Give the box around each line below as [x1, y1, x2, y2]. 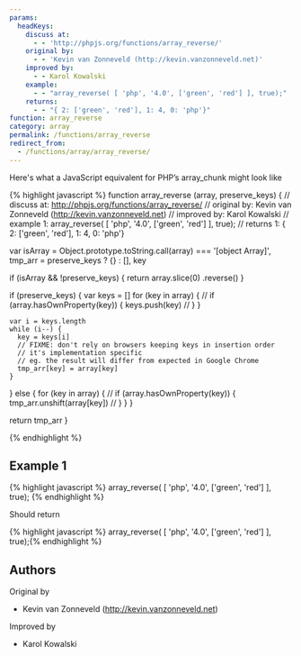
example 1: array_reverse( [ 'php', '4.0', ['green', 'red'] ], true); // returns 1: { [9, 218, 286, 229]
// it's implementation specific [17, 348, 143, 357]
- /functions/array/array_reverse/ [17, 147, 151, 156]
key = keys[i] [17, 333, 70, 342]
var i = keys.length [9, 316, 87, 325]
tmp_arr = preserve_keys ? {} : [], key [9, 254, 146, 266]
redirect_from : [9, 139, 66, 148]
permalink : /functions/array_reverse [9, 131, 151, 140]
